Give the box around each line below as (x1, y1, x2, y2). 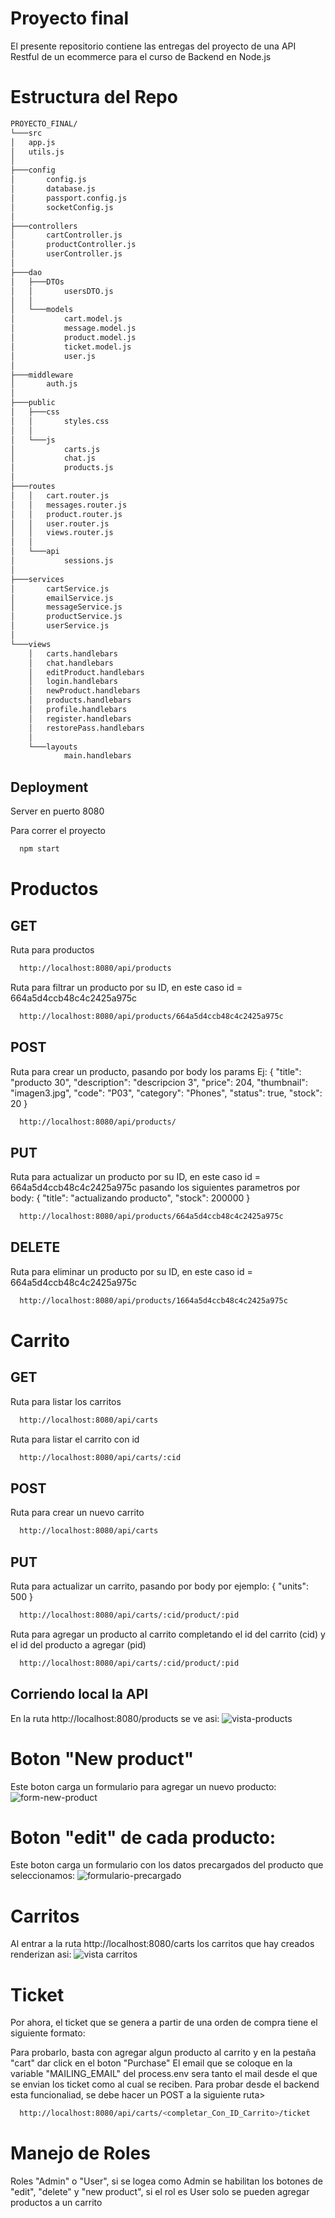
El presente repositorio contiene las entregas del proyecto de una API (10, 40, 297, 52)
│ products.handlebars (28, 695, 132, 706)
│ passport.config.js (10, 193, 128, 203)
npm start (19, 844, 60, 854)
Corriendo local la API (10, 1686, 149, 1703)
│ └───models (10, 305, 74, 315)
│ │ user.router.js (10, 518, 110, 529)
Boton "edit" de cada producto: (10, 1826, 277, 1849)
